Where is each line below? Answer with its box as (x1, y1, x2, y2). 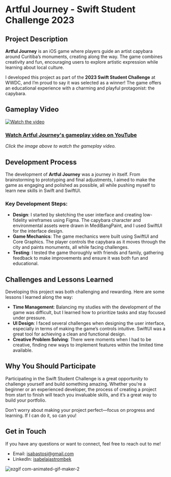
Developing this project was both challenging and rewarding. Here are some (5, 289, 165, 295)
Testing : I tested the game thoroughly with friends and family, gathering (12, 249, 164, 256)
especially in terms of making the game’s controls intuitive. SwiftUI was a (12, 326, 165, 332)
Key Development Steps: (5, 200, 68, 207)
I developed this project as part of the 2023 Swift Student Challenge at (5, 74, 156, 80)
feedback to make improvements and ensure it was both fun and (12, 255, 149, 261)
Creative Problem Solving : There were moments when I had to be (12, 336, 152, 343)
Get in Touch (5, 427, 47, 436)
